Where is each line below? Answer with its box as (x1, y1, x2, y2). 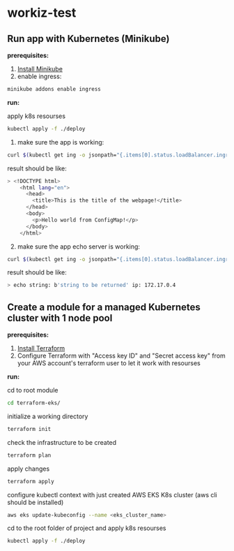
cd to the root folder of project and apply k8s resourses (7, 524, 166, 532)
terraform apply (7, 478, 54, 485)
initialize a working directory (7, 412, 88, 420)
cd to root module (7, 386, 58, 395)
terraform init (7, 425, 52, 432)
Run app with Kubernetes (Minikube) (7, 33, 170, 45)
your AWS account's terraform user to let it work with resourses (17, 359, 201, 367)
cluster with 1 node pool (7, 312, 113, 324)
